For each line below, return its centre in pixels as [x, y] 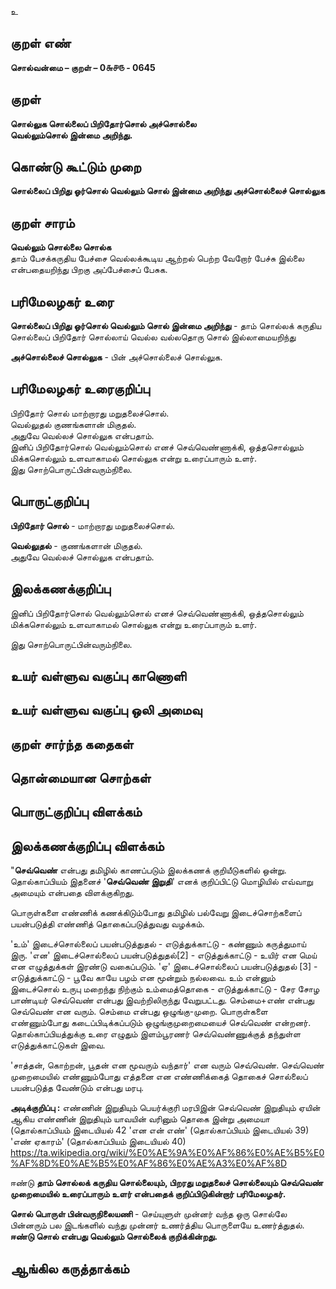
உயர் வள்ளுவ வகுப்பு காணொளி [98, 676]
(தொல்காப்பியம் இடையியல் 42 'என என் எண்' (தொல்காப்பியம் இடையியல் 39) [160, 1130]
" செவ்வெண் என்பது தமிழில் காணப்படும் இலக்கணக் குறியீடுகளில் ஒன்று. [148, 870]
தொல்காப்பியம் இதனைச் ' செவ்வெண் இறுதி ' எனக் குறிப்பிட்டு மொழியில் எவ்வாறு [161, 882]
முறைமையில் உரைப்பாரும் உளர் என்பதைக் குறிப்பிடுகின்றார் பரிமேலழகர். [148, 1194]
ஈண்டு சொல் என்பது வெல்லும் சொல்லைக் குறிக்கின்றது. [114, 1237]
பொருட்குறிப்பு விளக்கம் [76, 812]
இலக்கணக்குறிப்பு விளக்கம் [87, 846]
